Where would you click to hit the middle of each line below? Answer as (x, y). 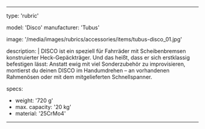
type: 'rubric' (23, 16)
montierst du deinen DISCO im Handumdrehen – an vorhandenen (88, 70)
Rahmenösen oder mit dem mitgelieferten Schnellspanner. (79, 77)
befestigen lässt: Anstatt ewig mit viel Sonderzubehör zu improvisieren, (96, 64)
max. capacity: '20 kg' (43, 107)
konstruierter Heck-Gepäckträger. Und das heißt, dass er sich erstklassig (98, 58)
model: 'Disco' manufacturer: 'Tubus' (53, 27)
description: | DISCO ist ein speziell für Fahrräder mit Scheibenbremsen (96, 51)
